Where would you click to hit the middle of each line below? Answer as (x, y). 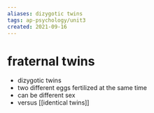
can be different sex (46, 96)
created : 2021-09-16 (37, 27)
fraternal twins (51, 61)
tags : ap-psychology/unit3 (47, 20)
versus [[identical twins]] (53, 103)
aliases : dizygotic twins (45, 14)
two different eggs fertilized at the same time (82, 88)
